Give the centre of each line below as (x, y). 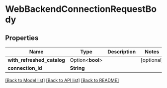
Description (122, 52)
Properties (22, 38)
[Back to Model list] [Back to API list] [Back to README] (62, 80)
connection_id (25, 68)
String (77, 68)
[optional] (152, 60)
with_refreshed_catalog (37, 60)
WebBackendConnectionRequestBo (81, 9)
